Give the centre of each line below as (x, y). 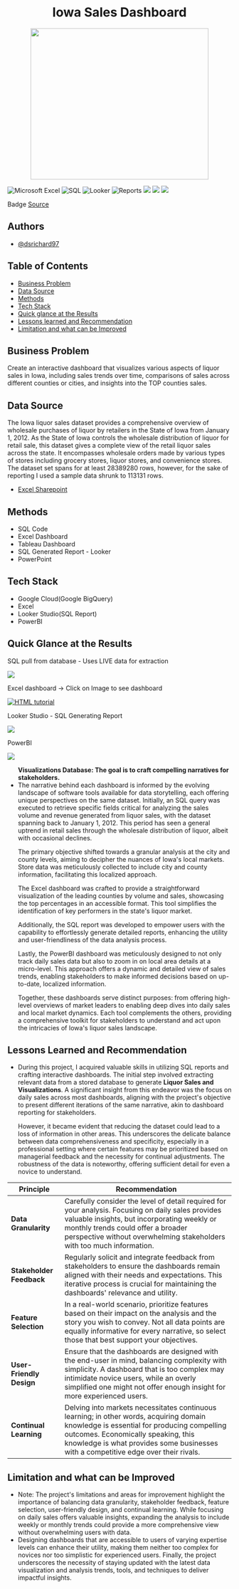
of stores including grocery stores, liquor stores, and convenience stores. (115, 460)
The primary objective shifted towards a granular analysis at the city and (123, 852)
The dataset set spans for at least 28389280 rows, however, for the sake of (118, 468)
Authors (26, 227)
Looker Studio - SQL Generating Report (65, 715)
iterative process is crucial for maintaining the (140, 1284)
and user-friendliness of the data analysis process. (92, 939)
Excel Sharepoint (42, 490)
